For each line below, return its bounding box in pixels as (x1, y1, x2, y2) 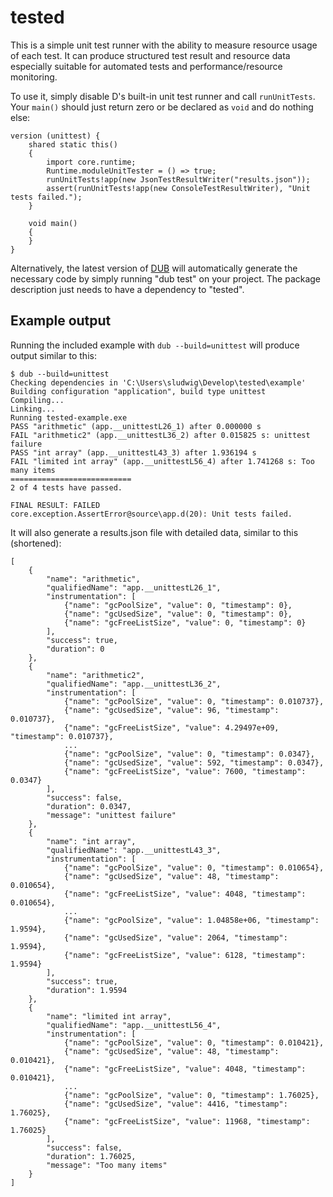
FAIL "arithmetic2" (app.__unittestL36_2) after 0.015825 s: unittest (10, 430, 311, 440)
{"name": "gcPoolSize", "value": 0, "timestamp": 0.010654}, (63, 862, 325, 873)
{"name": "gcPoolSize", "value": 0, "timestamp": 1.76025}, (63, 1090, 320, 1100)
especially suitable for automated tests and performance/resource (10, 60, 283, 72)
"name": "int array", (46, 836, 137, 846)
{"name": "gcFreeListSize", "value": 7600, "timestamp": (63, 766, 307, 776)
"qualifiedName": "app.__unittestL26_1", (46, 582, 222, 593)
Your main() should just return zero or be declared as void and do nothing (10, 101, 314, 113)
